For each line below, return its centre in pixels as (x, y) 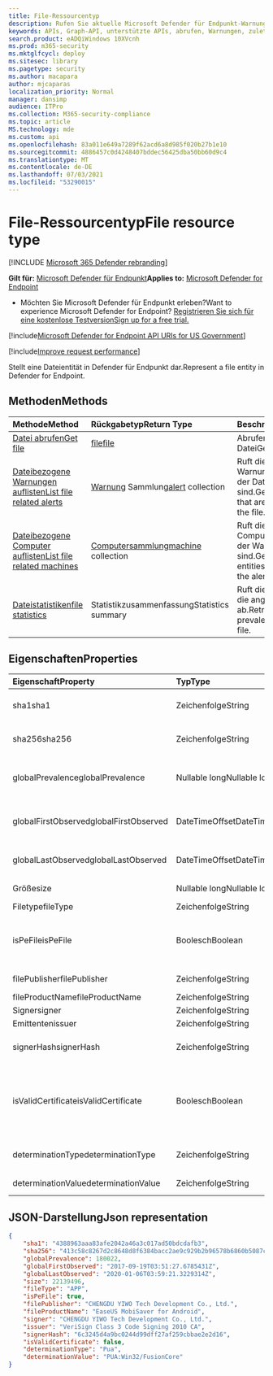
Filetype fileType (43, 907)
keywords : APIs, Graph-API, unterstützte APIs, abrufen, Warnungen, (127, 31)
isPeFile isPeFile (42, 940)
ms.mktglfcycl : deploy (47, 54)
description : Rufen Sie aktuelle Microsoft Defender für (107, 24)
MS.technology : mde (41, 129)
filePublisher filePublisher (60, 979)
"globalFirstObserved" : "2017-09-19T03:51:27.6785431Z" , (121, 1266)
